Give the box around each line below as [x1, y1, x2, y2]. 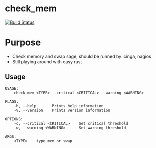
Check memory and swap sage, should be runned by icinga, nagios [12, 53, 151, 59]
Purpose [5, 37, 41, 48]
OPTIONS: [5, 116, 23, 122]
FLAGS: [5, 99, 19, 104]
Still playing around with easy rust [12, 58, 82, 65]
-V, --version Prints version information [14, 108, 111, 113]
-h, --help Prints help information [14, 103, 104, 108]
